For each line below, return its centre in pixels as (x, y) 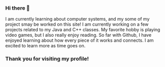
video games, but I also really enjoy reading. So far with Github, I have (78, 35)
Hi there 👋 (18, 8)
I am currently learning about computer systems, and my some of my (77, 19)
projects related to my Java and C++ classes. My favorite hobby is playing (83, 30)
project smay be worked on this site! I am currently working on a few (77, 24)
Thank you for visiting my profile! (47, 59)
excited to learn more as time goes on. (45, 46)
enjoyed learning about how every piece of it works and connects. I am (79, 40)
